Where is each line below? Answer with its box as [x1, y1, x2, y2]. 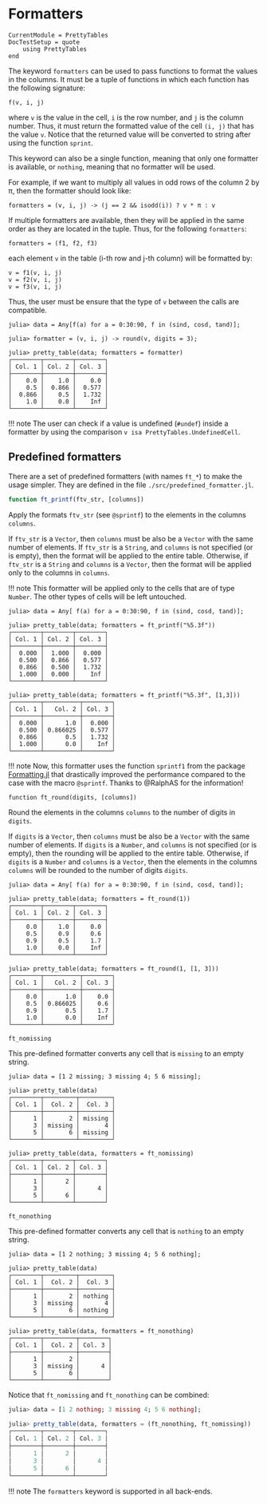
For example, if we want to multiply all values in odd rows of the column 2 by [8, 177, 260, 187]
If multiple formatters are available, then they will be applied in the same [8, 215, 245, 224]
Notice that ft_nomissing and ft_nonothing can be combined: [8, 1390, 210, 1399]
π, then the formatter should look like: [8, 185, 132, 196]
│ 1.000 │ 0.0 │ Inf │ [8, 740, 116, 748]
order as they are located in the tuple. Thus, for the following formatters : [8, 224, 247, 233]
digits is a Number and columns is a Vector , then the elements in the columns [8, 856, 257, 867]
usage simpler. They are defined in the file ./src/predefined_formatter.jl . [8, 480, 254, 490]
